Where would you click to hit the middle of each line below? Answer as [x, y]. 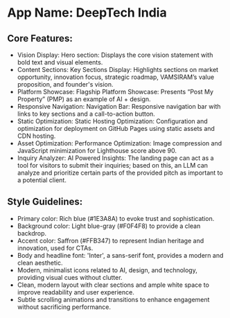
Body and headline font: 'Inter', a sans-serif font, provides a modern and [120, 255]
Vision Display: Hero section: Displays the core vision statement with [115, 55]
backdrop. [32, 233]
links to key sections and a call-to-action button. [86, 114]
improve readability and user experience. [76, 292]
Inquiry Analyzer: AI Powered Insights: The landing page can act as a [115, 158]
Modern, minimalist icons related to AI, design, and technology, [107, 270]
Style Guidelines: [45, 202]
